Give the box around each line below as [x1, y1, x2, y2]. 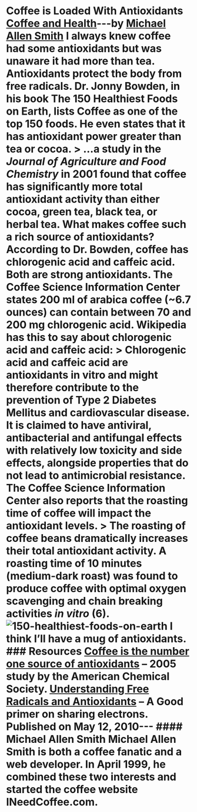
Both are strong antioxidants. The [6, 268, 173, 281]
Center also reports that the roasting [6, 494, 188, 508]
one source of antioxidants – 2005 [6, 657, 176, 671]
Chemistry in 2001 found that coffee [6, 167, 187, 181]
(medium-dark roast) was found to [6, 569, 178, 583]
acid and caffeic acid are [6, 356, 128, 369]
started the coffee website [6, 783, 138, 796]
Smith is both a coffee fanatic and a [6, 745, 182, 759]
